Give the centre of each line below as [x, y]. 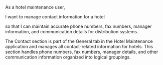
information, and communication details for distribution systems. [72, 32]
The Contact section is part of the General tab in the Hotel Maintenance [79, 41]
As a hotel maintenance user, [35, 7]
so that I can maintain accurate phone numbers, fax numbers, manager [78, 26]
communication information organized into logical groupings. [68, 57]
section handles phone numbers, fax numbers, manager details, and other [82, 52]
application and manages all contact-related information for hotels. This [79, 46]
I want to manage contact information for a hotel [55, 17]
